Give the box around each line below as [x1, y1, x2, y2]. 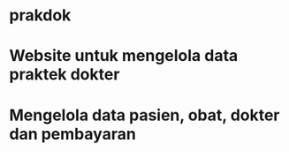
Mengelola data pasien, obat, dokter [9, 105, 280, 125]
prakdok [9, 5, 72, 26]
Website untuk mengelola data [9, 46, 239, 66]
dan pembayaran [9, 124, 137, 144]
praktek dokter [9, 65, 120, 85]
